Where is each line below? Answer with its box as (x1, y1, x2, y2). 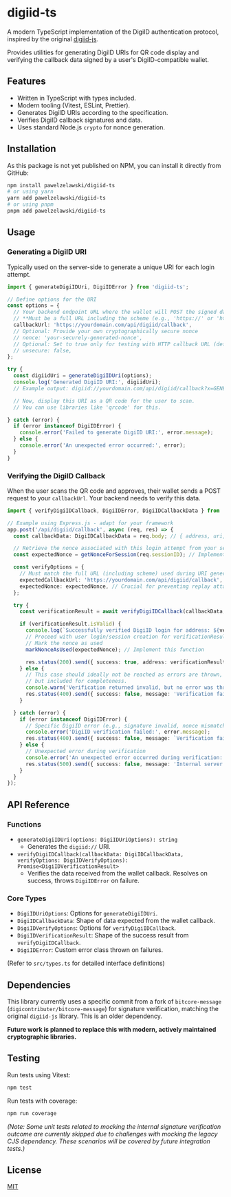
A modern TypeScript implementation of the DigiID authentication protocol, (7, 28, 219, 36)
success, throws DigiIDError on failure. (27, 876, 140, 884)
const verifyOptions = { (13, 564, 85, 571)
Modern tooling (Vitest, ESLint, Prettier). (16, 101, 131, 109)
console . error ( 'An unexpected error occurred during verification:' (25, 754, 226, 761)
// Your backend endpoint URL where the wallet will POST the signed (13, 308, 217, 316)
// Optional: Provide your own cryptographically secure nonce (13, 328, 198, 335)
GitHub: (7, 169, 29, 177)
